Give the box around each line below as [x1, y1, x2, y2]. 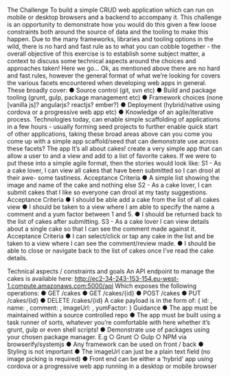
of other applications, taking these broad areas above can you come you [7, 130, 213, 138]
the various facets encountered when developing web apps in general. [7, 79, 207, 87]
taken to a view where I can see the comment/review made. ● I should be [7, 240, 216, 247]
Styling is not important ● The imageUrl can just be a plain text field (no [7, 347, 211, 356]
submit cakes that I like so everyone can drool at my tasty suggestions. [7, 188, 208, 196]
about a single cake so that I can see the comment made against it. [7, 225, 197, 233]
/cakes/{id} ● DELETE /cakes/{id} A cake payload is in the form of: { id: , [7, 297, 213, 304]
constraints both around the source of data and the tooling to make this [7, 27, 209, 36]
